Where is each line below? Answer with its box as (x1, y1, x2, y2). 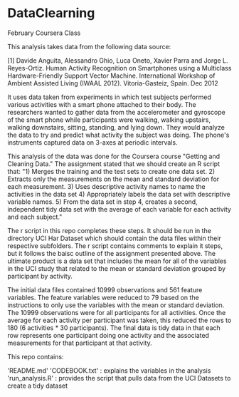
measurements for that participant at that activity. (7, 339, 152, 347)
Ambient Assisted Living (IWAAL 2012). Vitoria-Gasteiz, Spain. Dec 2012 (7, 78, 218, 87)
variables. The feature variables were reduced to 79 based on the (7, 293, 199, 301)
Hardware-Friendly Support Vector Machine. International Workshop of (7, 71, 216, 80)
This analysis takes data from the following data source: (7, 42, 171, 51)
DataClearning (7, 5, 95, 21)
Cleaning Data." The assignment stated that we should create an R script (7, 159, 221, 168)
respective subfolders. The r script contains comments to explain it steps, (7, 241, 223, 250)
